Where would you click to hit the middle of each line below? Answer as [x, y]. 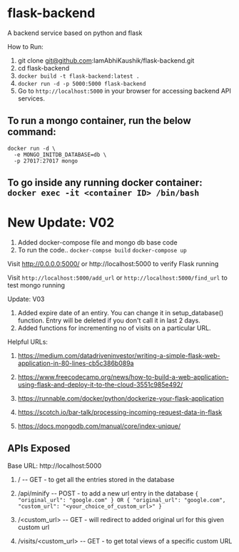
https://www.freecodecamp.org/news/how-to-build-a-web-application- [123, 377]
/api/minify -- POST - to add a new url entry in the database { [108, 493]
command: [32, 132]
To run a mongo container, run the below [99, 121]
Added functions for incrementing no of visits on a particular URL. [115, 328]
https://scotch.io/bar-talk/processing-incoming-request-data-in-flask [120, 412]
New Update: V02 [61, 223]
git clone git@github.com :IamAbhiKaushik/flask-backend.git [106, 60]
